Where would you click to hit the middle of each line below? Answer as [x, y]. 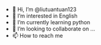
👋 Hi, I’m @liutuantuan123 [44, 9]
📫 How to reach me [37, 36]
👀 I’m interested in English [45, 16]
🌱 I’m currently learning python [51, 22]
